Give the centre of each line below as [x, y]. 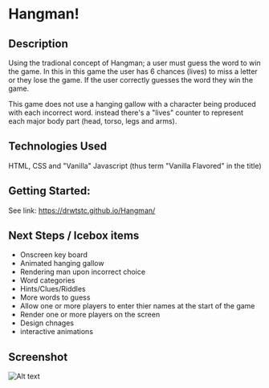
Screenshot [38, 357]
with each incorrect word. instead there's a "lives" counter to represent [126, 112]
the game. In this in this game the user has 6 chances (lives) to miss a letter [133, 71]
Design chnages [47, 323]
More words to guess [55, 297]
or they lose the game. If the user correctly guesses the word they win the [131, 80]
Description [38, 44]
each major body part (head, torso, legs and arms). [93, 121]
